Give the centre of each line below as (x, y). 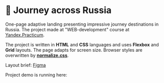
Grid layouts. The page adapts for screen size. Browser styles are (74, 50)
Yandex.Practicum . (25, 35)
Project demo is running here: (36, 74)
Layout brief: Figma (26, 65)
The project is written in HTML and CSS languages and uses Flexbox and (82, 44)
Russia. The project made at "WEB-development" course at (67, 29)
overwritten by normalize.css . (37, 55)
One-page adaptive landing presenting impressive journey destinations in (82, 24)
